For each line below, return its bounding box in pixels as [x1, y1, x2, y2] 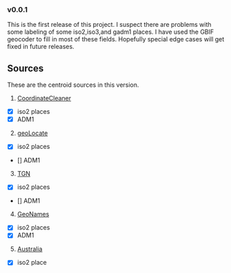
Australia [17, 245, 43, 253]
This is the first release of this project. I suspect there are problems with [7, 21, 212, 29]
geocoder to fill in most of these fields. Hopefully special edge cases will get [7, 35, 225, 43]
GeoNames [17, 210, 50, 219]
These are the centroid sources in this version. [7, 81, 139, 89]
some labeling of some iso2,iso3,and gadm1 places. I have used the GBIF [7, 28, 214, 36]
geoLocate [17, 129, 48, 137]
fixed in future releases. [7, 43, 74, 51]
